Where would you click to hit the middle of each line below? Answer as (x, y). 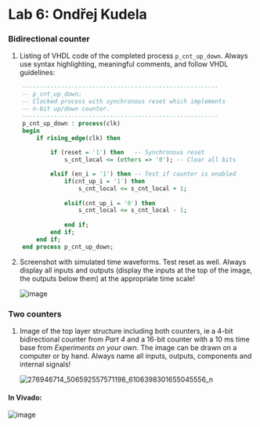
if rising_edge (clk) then (79, 138)
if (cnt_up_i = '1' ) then (105, 181)
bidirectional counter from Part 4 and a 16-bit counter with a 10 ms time (135, 339)
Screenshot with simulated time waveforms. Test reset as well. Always (133, 262)
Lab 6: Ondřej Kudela (78, 14)
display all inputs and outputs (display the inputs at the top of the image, (136, 270)
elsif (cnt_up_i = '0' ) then (110, 203)
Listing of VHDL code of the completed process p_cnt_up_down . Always (134, 56)
